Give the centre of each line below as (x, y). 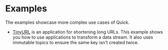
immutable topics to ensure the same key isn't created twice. (76, 42)
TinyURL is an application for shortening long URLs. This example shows (88, 32)
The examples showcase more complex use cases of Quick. (67, 22)
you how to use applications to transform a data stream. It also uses (83, 37)
